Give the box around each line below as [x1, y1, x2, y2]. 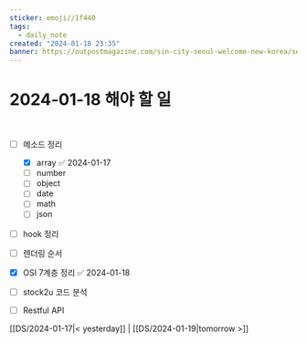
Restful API [22, 305, 65, 316]
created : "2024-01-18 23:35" [9, 38, 121, 48]
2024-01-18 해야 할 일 [9, 89, 172, 110]
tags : [9, 22, 30, 31]
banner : [9, 47, 39, 57]
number [36, 168, 67, 179]
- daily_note [17, 30, 68, 39]
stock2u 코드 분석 [22, 286, 88, 297]
